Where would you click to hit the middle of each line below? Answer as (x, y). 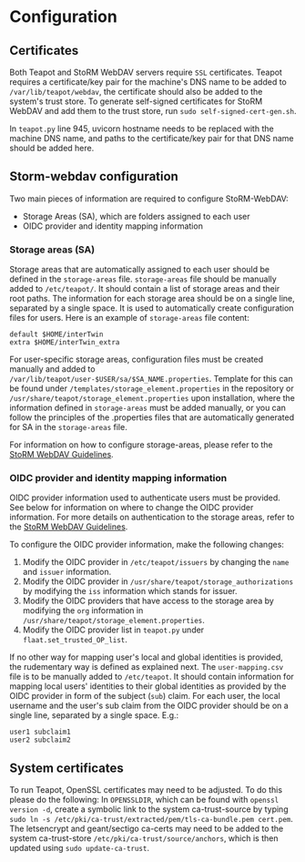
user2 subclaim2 (40, 740)
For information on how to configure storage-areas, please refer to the (141, 445)
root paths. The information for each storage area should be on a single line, (152, 299)
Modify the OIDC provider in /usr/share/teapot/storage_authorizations (158, 581)
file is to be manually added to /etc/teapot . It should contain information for (152, 677)
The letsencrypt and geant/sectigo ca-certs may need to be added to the (147, 829)
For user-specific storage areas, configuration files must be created (137, 359)
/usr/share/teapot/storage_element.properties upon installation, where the (152, 398)
